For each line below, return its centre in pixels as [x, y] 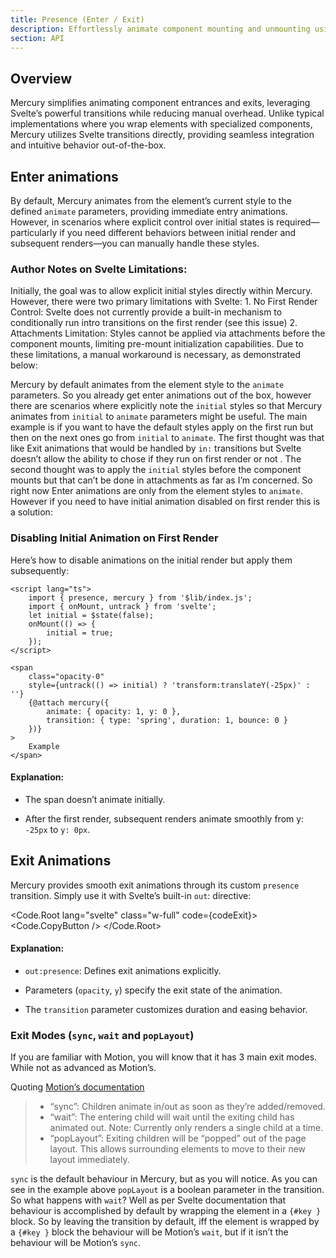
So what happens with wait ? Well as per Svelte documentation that [148, 1200]
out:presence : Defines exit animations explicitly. [123, 970]
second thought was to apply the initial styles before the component [156, 470]
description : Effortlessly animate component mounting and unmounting [160, 29]
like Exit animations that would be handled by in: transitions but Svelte [156, 448]
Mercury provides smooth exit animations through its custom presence [155, 885]
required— [298, 222]
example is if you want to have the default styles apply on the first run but [162, 427]
